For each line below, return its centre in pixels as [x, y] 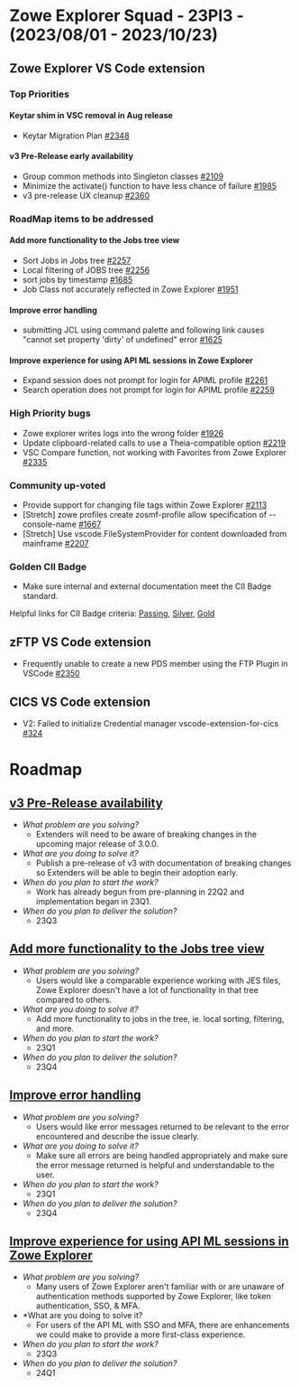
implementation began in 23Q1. [93, 901]
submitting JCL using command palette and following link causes [143, 330]
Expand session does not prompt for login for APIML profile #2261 [145, 380]
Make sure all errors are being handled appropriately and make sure [162, 1155]
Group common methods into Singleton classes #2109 [123, 176]
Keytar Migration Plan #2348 [76, 136]
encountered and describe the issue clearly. [118, 1136]
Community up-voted [58, 485]
